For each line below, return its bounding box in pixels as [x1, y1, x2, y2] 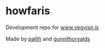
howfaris [5, 4, 50, 18]
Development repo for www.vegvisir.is [5, 24, 99, 31]
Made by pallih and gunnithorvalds [5, 35, 90, 42]
